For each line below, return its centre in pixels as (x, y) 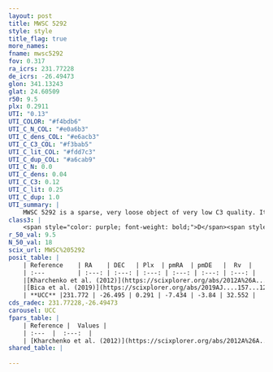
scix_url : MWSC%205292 (47, 250)
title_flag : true (38, 39)
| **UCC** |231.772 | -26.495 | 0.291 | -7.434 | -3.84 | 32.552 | (139, 296)
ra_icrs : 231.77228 (41, 69)
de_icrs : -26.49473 (41, 76)
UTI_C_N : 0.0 (30, 167)
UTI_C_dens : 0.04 (38, 175)
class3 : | (25, 220)
